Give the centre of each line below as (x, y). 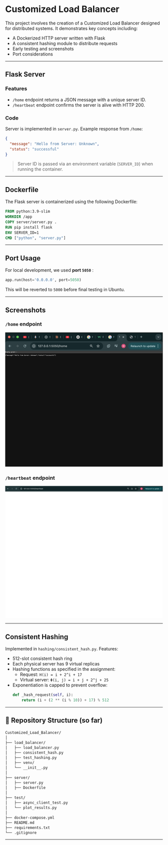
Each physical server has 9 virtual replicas (56, 663)
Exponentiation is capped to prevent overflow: (60, 685)
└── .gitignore (21, 832)
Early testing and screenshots (43, 49)
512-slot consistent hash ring (42, 658)
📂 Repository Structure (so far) (54, 721)
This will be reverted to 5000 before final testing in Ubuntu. (65, 290)
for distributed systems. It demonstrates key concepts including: (71, 28)
